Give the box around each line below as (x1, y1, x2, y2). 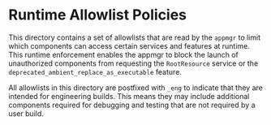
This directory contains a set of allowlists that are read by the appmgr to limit (8, 32, 261, 42)
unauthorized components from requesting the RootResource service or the (8, 58, 259, 68)
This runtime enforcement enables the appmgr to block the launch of (8, 50, 239, 59)
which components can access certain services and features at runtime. (8, 41, 250, 50)
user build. (8, 108, 45, 119)
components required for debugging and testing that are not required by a (8, 100, 256, 110)
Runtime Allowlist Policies (8, 6, 187, 24)
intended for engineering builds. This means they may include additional (8, 91, 250, 101)
